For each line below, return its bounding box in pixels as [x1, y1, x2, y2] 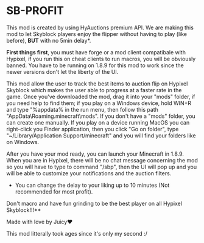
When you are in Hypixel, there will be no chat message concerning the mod [6, 156, 198, 164]
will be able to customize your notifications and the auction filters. [6, 169, 172, 177]
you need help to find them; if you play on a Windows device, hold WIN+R [6, 99, 192, 107]
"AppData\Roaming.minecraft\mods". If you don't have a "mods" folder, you [6, 112, 196, 120]
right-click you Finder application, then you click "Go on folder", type [6, 125, 179, 132]
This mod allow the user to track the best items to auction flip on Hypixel [6, 80, 188, 87]
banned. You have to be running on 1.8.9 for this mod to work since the [6, 62, 184, 69]
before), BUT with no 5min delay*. [6, 37, 91, 44]
